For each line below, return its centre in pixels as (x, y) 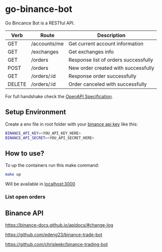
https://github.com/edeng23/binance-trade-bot (54, 235)
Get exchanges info (91, 52)
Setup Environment (36, 112)
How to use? (25, 153)
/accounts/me (47, 43)
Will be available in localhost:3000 (40, 184)
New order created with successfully (111, 68)
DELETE (17, 84)
